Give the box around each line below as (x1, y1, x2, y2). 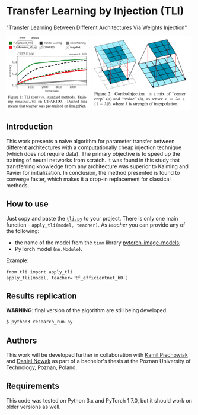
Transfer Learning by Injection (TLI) (6, 4, 184, 18)
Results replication (6, 291, 77, 301)
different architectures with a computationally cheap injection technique (6, 144, 182, 151)
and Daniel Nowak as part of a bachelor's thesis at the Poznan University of (6, 358, 191, 365)
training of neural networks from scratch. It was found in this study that (6, 156, 180, 164)
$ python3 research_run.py (6, 319, 73, 325)
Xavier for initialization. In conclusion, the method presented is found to (6, 169, 180, 176)
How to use (6, 199, 49, 209)
